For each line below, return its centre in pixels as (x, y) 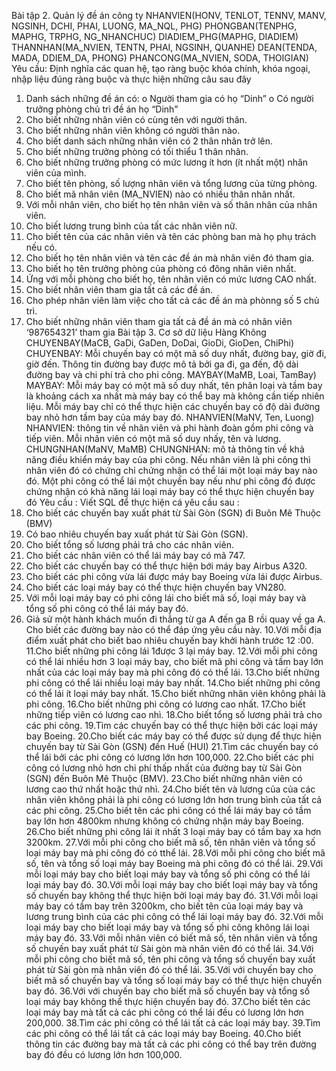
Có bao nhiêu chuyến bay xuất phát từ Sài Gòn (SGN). (137, 534)
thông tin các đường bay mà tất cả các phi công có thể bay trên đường (171, 1044)
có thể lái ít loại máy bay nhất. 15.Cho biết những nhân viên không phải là (175, 693)
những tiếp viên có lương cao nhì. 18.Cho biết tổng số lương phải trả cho (174, 714)
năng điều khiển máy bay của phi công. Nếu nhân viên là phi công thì (168, 459)
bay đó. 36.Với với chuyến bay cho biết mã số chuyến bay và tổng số (168, 991)
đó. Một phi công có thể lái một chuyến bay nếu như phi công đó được (170, 481)
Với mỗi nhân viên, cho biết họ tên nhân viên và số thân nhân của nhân (171, 204)
